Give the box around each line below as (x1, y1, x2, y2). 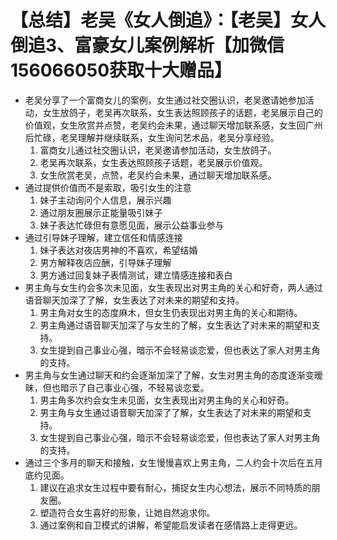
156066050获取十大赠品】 (10, 59, 233, 82)
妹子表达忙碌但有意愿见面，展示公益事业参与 (39, 219, 225, 231)
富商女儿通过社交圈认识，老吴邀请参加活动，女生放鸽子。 (39, 144, 277, 156)
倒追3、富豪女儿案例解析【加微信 (10, 34, 285, 57)
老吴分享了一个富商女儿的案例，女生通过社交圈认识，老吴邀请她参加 (24, 94, 306, 106)
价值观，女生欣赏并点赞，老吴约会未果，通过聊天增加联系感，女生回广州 (24, 119, 323, 131)
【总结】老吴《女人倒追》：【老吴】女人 (10, 9, 327, 32)
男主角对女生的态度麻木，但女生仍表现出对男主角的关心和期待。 (39, 306, 303, 318)
